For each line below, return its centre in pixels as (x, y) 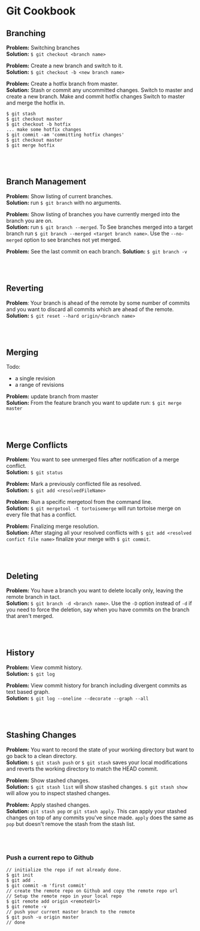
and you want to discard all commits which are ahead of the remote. (90, 309)
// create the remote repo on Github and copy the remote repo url (92, 891)
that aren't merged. (30, 616)
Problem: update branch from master (52, 396)
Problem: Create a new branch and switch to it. (65, 65)
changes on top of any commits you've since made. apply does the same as (100, 817)
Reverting (25, 289)
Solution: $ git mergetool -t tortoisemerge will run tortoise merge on (94, 508)
